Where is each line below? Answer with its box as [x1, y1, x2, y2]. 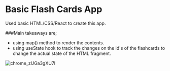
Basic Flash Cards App [5, 4, 103, 15]
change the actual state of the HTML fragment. [12, 50, 111, 56]
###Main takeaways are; [5, 30, 57, 36]
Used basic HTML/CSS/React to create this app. [5, 20, 106, 26]
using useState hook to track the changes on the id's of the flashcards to [12, 45, 165, 51]
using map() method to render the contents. [12, 39, 105, 46]
